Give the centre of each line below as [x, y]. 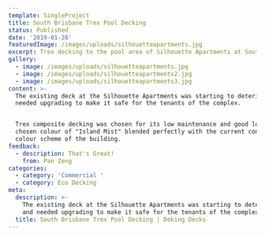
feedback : [24, 146]
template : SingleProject [49, 15]
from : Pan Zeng [47, 161]
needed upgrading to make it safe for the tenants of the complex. [129, 103]
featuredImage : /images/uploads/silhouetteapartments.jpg [105, 45]
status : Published [38, 30]
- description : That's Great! [65, 153]
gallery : [22, 60]
